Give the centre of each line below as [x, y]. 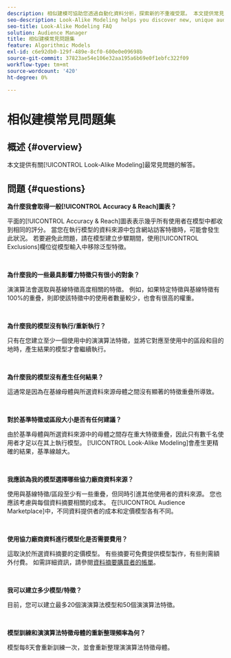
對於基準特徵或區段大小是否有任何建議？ [64, 419]
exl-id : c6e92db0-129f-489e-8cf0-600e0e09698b [75, 52]
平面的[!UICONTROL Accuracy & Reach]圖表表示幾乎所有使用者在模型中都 [112, 221]
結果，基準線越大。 [46, 452]
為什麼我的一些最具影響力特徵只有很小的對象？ [73, 275]
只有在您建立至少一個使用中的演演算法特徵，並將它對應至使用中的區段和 [109, 340]
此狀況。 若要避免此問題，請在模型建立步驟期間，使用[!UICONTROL [103, 239]
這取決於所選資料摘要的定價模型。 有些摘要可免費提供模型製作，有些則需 [110, 553]
